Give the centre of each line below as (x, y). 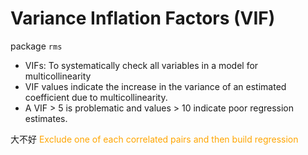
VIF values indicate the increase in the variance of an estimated (155, 86)
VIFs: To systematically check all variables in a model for (141, 65)
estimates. (46, 118)
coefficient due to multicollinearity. (96, 97)
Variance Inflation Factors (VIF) (143, 18)
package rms (36, 46)
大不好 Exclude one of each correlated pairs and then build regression (154, 139)
